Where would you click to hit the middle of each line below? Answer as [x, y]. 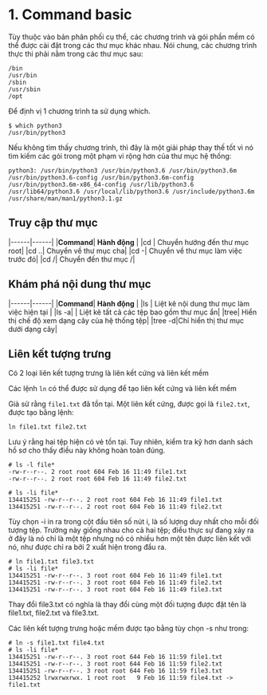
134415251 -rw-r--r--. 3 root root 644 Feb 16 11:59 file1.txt [116, 657]
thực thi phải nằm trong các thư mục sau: [76, 53]
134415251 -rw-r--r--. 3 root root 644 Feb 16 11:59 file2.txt [116, 664]
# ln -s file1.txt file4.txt [57, 643]
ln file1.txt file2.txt [48, 427]
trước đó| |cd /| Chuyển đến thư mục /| [72, 259]
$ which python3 [35, 125]
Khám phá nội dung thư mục [80, 284]
